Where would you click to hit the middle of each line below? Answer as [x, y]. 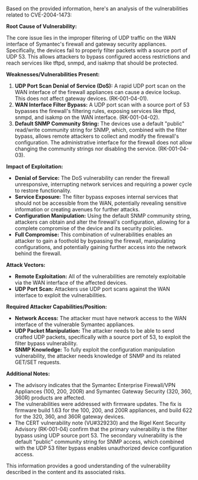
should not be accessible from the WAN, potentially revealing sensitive [101, 203]
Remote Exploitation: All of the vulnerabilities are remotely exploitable [100, 276]
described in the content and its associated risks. [66, 472]
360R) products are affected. [50, 398]
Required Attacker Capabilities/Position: [57, 307]
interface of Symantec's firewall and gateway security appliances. [87, 44]
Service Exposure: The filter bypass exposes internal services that [96, 197]
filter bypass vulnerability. [46, 343]
